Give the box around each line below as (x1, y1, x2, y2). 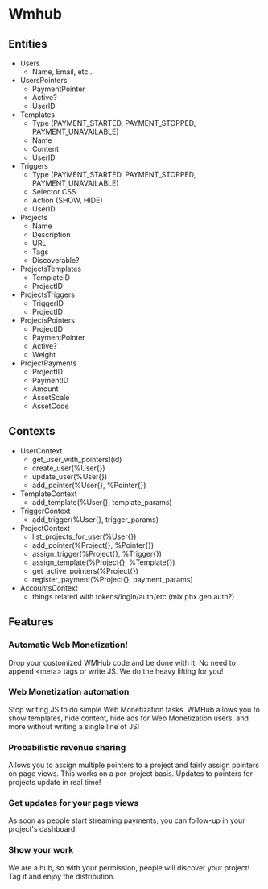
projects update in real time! (8, 778, 101, 787)
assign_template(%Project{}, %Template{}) (31, 557, 175, 567)
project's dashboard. (8, 824, 78, 834)
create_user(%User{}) (31, 463, 106, 473)
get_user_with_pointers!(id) (31, 454, 122, 464)
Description (31, 230, 71, 239)
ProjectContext (19, 523, 70, 532)
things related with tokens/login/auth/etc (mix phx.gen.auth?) (31, 591, 235, 601)
